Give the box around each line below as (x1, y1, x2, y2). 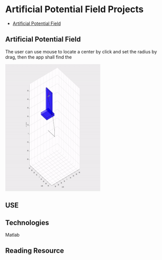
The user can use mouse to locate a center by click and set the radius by (5, 48, 157, 54)
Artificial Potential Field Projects (5, 4, 144, 15)
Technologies (5, 218, 50, 227)
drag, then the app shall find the (5, 54, 72, 60)
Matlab (5, 232, 20, 238)
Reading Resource (5, 246, 64, 255)
